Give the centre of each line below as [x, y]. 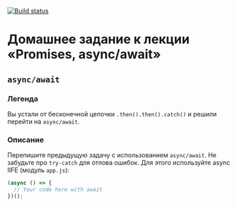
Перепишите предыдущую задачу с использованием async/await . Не [112, 155]
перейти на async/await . [44, 121]
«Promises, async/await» [84, 55]
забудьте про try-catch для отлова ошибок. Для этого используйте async [119, 163]
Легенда [23, 99]
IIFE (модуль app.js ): [38, 170]
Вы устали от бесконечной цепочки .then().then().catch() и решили [112, 114]
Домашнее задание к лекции [98, 40]
